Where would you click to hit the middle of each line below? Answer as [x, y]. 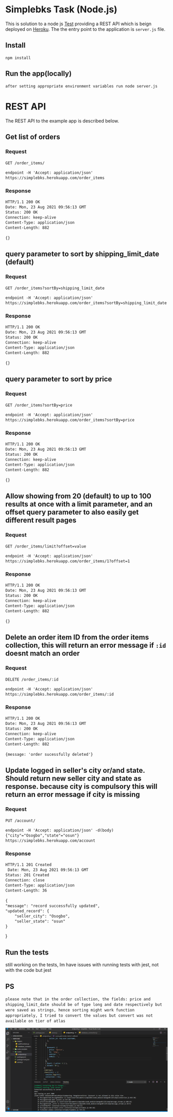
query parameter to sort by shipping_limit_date [82, 254]
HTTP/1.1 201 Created [29, 865]
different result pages [41, 520]
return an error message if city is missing [73, 794]
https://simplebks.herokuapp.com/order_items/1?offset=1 [68, 561]
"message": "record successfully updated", [53, 906]
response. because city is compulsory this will [81, 786]
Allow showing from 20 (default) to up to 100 [79, 496]
